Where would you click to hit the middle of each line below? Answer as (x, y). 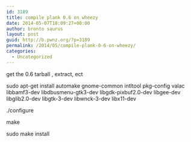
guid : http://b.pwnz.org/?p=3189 (48, 40)
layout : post (23, 34)
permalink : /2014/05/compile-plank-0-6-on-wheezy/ (71, 46)
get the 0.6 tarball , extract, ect (45, 74)
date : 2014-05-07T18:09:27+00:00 (48, 23)
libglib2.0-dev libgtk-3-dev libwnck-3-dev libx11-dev (71, 98)
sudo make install (28, 134)
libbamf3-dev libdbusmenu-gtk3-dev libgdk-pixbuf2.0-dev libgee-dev (93, 92)
